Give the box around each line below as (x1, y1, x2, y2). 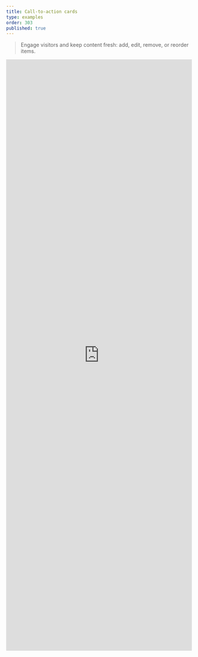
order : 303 (6, 20, 33, 25)
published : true (6, 25, 46, 31)
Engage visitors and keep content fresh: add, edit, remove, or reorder (20, 41, 189, 48)
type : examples (6, 14, 44, 20)
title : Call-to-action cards (6, 8, 78, 15)
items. (20, 48, 36, 55)
